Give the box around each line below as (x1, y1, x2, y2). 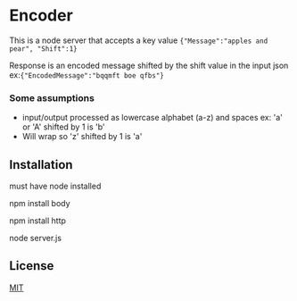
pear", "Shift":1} (9, 44, 78, 54)
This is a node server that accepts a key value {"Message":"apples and (9, 35, 268, 46)
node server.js (9, 233, 62, 244)
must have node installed (9, 180, 102, 192)
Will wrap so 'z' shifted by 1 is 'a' (21, 131, 143, 142)
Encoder (9, 5, 73, 26)
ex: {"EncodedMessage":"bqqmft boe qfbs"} (9, 69, 165, 80)
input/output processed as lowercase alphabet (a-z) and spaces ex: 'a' (21, 113, 283, 123)
